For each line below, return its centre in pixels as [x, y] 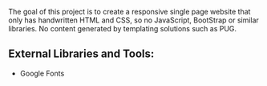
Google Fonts [42, 73]
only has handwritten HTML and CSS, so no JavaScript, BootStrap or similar [133, 20]
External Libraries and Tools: [81, 54]
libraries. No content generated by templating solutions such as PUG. [123, 29]
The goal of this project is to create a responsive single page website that [129, 12]
